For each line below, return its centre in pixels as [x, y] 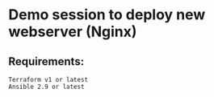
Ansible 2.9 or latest [46, 87]
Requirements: [46, 61]
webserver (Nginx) [73, 32]
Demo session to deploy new [107, 15]
